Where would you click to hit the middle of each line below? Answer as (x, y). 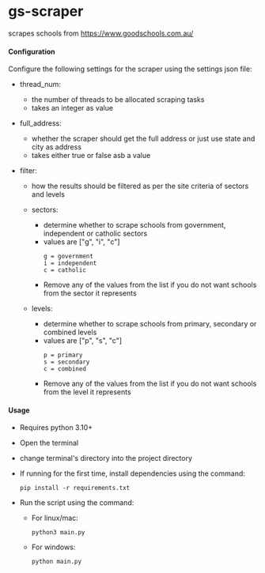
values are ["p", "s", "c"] (83, 341)
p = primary (63, 355)
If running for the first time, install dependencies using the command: (132, 473)
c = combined (65, 369)
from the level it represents (87, 392)
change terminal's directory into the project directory (106, 458)
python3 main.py (58, 533)
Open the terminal (49, 443)
